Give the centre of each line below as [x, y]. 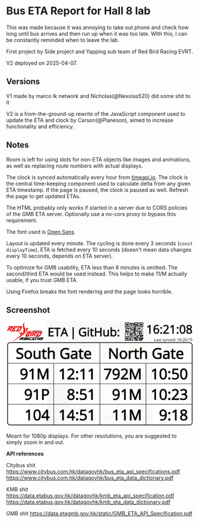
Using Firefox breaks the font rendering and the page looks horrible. [89, 291]
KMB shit [17, 489]
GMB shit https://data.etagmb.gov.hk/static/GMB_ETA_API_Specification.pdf [99, 513]
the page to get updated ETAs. [43, 196]
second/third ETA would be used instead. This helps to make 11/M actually [97, 274]
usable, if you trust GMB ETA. [42, 280]
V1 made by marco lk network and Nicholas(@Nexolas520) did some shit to [98, 96]
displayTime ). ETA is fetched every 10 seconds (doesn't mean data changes [99, 249]
